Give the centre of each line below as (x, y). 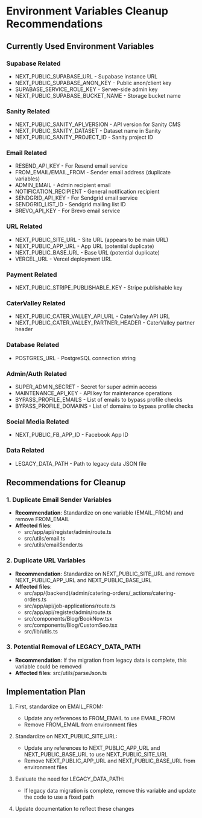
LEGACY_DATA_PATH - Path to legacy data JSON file (80, 463)
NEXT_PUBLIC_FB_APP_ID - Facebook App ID (71, 435)
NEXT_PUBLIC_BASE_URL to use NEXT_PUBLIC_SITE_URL (96, 754)
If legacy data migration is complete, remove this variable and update (110, 790)
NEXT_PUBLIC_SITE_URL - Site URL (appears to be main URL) (92, 239)
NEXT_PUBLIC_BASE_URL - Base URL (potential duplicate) (87, 252)
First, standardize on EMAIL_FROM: (59, 706)
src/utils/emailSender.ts (53, 545)
